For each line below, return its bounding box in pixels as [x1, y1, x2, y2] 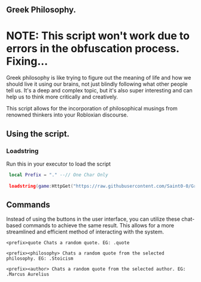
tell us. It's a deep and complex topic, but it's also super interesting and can [6, 87, 193, 94]
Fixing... [6, 54, 48, 68]
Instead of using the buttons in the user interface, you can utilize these [6, 215, 181, 223]
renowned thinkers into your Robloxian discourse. [6, 111, 129, 119]
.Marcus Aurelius [6, 271, 50, 278]
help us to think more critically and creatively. [6, 93, 118, 101]
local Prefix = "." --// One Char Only [8, 172, 109, 178]
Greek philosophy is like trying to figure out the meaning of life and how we [6, 74, 191, 82]
